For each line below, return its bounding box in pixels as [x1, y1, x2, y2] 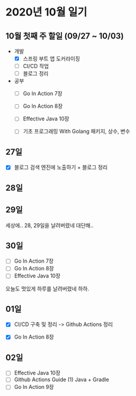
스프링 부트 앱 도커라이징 [22, 55, 80, 62]
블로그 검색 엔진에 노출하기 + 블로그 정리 [14, 164, 108, 171]
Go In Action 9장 [14, 384, 54, 391]
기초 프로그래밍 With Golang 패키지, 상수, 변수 [22, 128, 131, 135]
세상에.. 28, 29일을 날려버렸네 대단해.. [5, 222, 94, 229]
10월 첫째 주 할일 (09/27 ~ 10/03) [5, 31, 124, 41]
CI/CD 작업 [22, 63, 49, 70]
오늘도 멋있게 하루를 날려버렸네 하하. [5, 285, 89, 292]
